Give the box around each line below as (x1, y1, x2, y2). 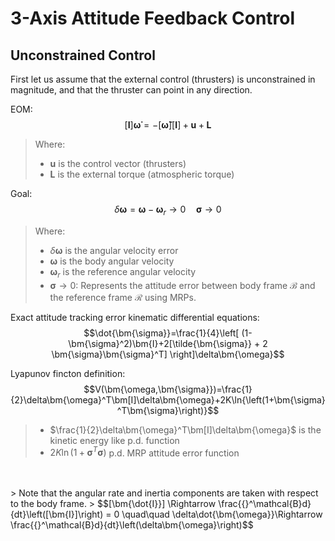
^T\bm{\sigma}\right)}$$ (116, 404, 220, 416)
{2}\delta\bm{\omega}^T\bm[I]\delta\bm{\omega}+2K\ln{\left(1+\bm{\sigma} (10, 393, 326, 406)
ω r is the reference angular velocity (49, 265, 197, 280)
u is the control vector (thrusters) (49, 158, 187, 169)
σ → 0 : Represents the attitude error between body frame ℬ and (49, 279, 316, 291)
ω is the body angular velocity (49, 255, 175, 267)
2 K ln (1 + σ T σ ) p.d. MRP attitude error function (49, 445, 240, 459)
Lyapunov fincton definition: (10, 367, 126, 379)
